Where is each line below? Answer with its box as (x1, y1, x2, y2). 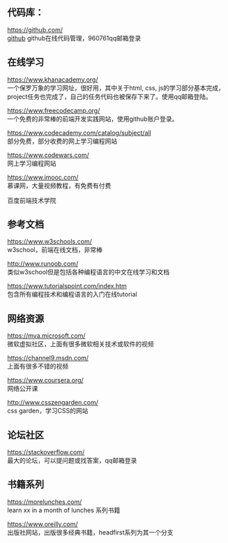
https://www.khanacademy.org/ (7, 75, 98, 84)
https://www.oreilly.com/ (7, 519, 78, 528)
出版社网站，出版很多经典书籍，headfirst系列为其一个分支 (7, 528, 174, 536)
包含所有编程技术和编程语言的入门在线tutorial (7, 290, 137, 299)
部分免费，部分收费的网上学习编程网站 (7, 137, 117, 145)
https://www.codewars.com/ (7, 151, 89, 159)
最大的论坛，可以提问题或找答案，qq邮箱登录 (7, 456, 137, 465)
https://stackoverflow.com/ (7, 448, 85, 456)
